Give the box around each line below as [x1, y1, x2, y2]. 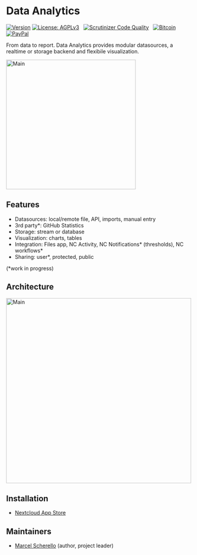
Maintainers [6, 526, 52, 537]
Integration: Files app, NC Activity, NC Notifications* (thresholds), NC [14, 240, 184, 248]
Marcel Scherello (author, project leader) [14, 542, 114, 549]
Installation [6, 493, 49, 503]
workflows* [14, 247, 43, 254]
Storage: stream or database [14, 228, 85, 235]
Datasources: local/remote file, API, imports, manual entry [14, 215, 156, 223]
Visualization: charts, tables [14, 234, 82, 241]
